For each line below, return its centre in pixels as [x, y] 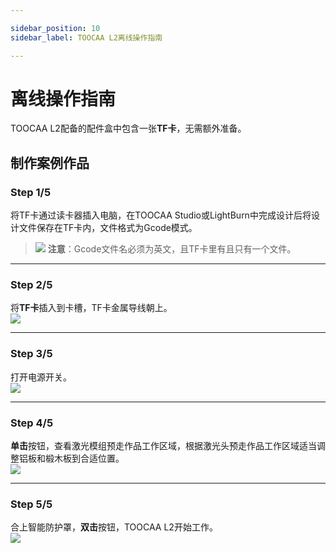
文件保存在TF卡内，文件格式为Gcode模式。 [108, 228]
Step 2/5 [31, 285]
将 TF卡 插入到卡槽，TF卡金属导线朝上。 [91, 308]
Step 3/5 [31, 354]
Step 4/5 [32, 423]
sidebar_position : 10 [55, 28]
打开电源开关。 [41, 377]
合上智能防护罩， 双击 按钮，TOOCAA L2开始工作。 [114, 527]
